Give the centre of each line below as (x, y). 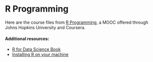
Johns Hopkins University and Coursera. (45, 27)
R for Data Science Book (36, 49)
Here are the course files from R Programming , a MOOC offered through (77, 22)
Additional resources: (27, 39)
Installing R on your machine (40, 55)
